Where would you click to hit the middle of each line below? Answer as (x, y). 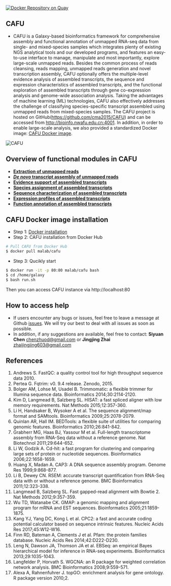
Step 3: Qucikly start (35, 261)
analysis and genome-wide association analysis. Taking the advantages (88, 95)
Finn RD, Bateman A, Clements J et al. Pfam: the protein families (80, 535)
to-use (20, 57)
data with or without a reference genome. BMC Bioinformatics (78, 481)
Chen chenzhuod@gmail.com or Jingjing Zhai (62, 339)
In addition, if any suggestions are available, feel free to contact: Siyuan (88, 334)
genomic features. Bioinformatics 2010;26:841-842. (67, 427)
